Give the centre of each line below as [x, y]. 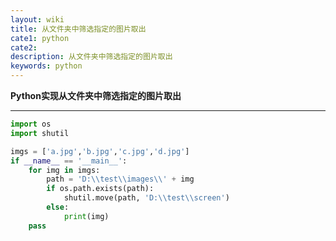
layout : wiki [37, 19]
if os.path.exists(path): [100, 189]
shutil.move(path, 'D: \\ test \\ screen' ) [146, 198]
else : [58, 207]
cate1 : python [40, 38]
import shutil [40, 133]
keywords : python [46, 66]
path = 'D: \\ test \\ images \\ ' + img [120, 179]
